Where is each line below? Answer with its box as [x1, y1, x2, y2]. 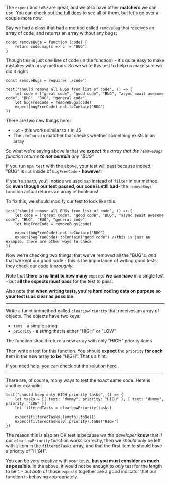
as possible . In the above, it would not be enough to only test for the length [6, 463, 162, 469]
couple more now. [6, 15, 43, 21]
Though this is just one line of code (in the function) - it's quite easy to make [6, 57, 164, 63]
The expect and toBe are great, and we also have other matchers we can [6, 5, 157, 10]
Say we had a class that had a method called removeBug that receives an [6, 25, 155, 31]
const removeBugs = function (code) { [6, 40, 87, 45]
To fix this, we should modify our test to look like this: [6, 198, 117, 204]
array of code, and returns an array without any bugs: [6, 30, 118, 36]
